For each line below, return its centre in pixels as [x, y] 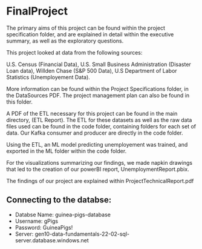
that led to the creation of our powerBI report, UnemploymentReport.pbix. [98, 169]
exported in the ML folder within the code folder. [67, 151]
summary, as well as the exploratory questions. [65, 41]
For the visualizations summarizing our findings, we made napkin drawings [99, 162]
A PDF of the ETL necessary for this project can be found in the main [92, 113]
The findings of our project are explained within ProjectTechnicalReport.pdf [100, 181]
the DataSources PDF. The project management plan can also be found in [98, 95]
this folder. [20, 102]
